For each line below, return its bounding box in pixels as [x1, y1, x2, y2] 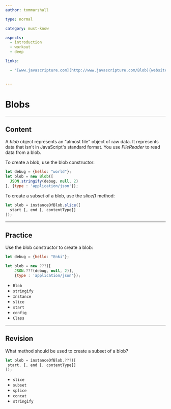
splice [12, 388, 27, 393]
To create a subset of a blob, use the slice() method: [5, 192, 115, 199]
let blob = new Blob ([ [5, 174, 53, 179]
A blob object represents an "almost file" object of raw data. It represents [5, 139, 159, 145]
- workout [10, 44, 31, 50]
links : [5, 59, 19, 64]
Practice [5, 231, 33, 240]
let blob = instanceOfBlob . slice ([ [5, 202, 81, 208]
